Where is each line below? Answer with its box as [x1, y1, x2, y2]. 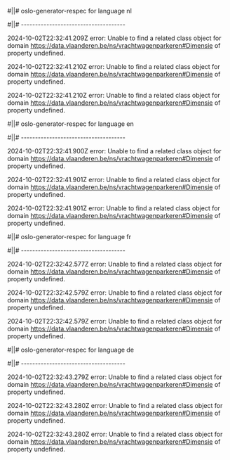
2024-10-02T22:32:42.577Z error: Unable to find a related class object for [7, 260, 222, 268]
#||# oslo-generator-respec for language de [7, 345, 135, 354]
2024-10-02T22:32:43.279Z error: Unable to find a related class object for [7, 373, 222, 381]
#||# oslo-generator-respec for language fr [7, 233, 132, 241]
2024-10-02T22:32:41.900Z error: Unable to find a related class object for [7, 147, 222, 155]
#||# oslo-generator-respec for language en [7, 120, 135, 128]
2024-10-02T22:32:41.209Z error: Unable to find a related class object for [7, 34, 222, 42]
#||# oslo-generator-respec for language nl [7, 7, 132, 15]
